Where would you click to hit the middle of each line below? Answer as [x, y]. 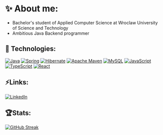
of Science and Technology [40, 28]
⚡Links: [17, 82]
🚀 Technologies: [30, 49]
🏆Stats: [18, 113]
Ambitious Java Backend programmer [51, 33]
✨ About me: [32, 9]
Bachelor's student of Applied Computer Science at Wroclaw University [85, 22]
